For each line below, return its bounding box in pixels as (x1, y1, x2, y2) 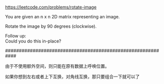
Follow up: (5, 33, 26, 39)
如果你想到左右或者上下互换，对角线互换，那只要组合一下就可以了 (5, 74, 140, 80)
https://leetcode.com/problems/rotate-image (5, 4, 97, 10)
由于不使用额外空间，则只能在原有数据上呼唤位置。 (5, 63, 109, 69)
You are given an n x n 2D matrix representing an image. (5, 14, 120, 19)
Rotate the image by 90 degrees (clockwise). (5, 23, 97, 29)
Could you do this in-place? (5, 38, 61, 44)
